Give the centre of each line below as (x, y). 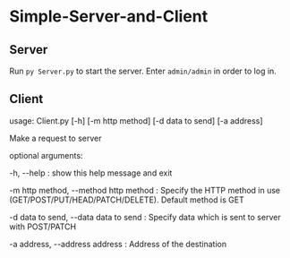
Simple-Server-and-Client (109, 17)
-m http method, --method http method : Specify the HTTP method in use (145, 190)
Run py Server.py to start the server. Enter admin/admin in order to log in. (143, 71)
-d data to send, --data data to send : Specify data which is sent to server (145, 217)
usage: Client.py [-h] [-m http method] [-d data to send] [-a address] (136, 120)
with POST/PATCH (43, 227)
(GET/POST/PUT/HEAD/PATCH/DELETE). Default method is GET (127, 200)
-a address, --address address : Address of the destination (118, 244)
